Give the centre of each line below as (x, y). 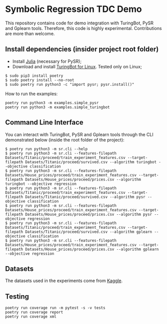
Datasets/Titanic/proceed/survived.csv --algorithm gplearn (89, 232)
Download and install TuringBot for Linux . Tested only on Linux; (77, 66)
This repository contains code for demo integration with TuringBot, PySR (80, 23)
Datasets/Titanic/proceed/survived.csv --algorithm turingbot (91, 162)
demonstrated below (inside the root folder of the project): (65, 140)
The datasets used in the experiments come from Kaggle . (64, 281)
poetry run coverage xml (31, 317)
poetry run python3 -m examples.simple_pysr (52, 103)
